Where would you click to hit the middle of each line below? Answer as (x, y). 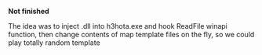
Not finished (29, 11)
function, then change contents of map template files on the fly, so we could (131, 34)
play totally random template (54, 43)
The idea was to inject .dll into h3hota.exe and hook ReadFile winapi (118, 26)
